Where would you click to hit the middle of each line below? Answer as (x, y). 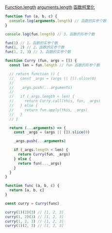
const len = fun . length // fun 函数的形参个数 (55, 65)
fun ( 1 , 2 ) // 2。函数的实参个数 (35, 48)
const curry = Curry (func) (32, 203)
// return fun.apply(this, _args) (49, 110)
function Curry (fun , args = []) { (41, 61)
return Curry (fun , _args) (44, 154)
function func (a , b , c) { (32, 186)
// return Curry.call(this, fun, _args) (55, 101)
